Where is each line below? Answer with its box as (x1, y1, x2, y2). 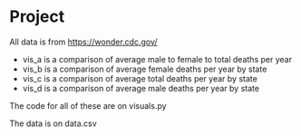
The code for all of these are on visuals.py (9, 100, 167, 111)
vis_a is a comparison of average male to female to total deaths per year (22, 53, 293, 64)
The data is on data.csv (9, 118, 97, 129)
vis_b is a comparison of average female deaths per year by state (22, 63, 267, 74)
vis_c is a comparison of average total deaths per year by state (22, 73, 258, 83)
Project (9, 6, 65, 27)
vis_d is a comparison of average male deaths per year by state (22, 83, 260, 93)
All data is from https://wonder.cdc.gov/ (9, 36, 158, 47)
